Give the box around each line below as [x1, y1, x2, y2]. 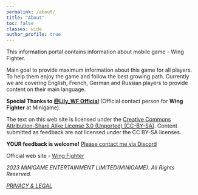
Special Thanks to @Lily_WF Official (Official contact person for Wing [6, 98, 183, 105]
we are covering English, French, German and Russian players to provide [6, 80, 188, 87]
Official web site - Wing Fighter [6, 152, 84, 160]
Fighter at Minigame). [6, 104, 61, 111]
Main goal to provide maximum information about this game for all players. [6, 66, 193, 74]
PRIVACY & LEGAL [6, 182, 53, 190]
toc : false [6, 20, 34, 26]
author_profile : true [6, 32, 61, 38]
